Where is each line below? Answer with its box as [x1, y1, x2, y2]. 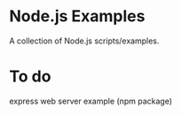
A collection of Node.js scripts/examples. [9, 35, 160, 46]
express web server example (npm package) [9, 96, 173, 106]
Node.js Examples [9, 6, 146, 27]
